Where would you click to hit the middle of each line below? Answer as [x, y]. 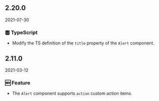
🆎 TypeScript [21, 32]
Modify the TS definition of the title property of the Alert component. [83, 43]
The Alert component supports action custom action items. [72, 93]
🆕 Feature [18, 82]
